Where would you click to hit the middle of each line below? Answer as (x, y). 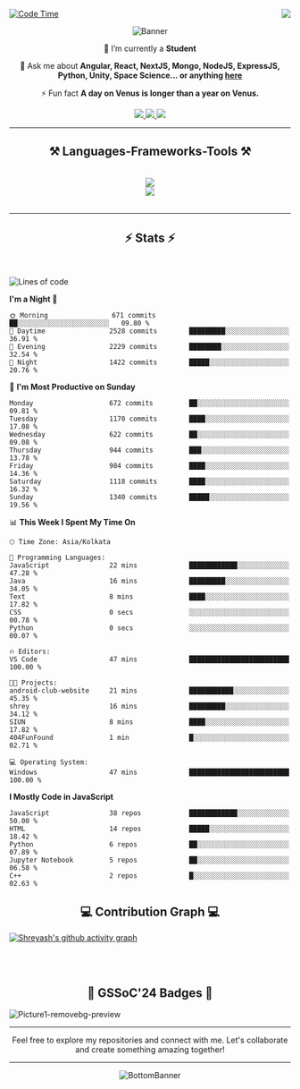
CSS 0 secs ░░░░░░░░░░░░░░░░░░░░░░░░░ (150, 612)
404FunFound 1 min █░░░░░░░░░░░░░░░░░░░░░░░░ (150, 737)
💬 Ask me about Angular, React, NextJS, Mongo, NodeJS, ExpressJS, (150, 66)
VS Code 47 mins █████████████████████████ (150, 659)
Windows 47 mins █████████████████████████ (150, 772)
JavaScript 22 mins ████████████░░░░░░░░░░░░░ (150, 565)
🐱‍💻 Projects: (33, 683)
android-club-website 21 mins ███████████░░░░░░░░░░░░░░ (150, 690)
